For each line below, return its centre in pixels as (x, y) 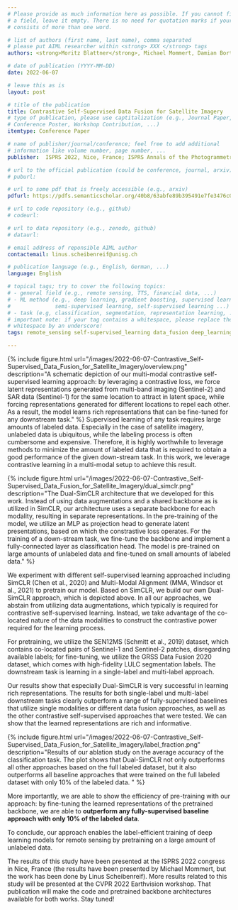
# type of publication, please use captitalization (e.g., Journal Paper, (120, 118)
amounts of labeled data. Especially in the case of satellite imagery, (106, 427)
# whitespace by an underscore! (55, 326)
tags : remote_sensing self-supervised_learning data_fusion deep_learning (120, 333)
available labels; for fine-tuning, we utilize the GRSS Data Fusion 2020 (110, 657)
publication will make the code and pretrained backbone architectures (109, 891)
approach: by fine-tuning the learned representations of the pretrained (110, 804)
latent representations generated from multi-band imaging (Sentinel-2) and (117, 389)
